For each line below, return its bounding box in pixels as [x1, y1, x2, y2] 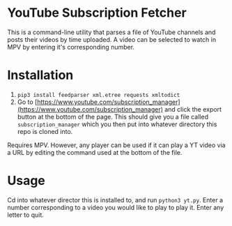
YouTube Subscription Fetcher [7, 5, 187, 21]
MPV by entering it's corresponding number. [7, 43, 134, 51]
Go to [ [17, 98, 38, 106]
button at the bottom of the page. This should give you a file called [17, 112, 209, 121]
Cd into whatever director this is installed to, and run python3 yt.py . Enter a [7, 195, 224, 204]
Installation [7, 68, 74, 83]
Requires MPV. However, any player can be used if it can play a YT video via [7, 141, 226, 149]
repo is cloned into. [17, 127, 73, 135]
